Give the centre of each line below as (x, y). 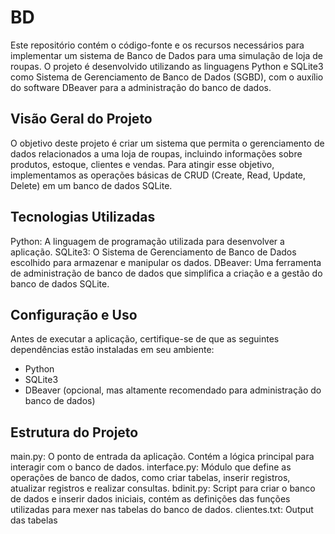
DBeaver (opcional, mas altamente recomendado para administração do (173, 390)
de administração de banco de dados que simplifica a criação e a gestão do (166, 273)
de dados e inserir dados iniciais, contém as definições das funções (150, 499)
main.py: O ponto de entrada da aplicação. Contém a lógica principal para (162, 457)
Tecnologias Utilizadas (83, 217)
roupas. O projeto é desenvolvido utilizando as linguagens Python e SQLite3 (167, 66)
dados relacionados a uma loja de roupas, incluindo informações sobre (156, 153)
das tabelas (34, 520)
